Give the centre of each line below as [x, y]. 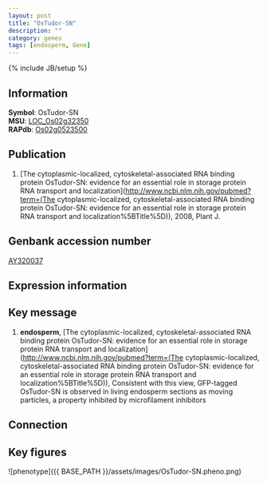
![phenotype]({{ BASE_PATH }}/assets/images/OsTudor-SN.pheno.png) [125, 471]
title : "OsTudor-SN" [43, 23]
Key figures [37, 452]
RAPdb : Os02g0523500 [48, 129]
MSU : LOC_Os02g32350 [49, 121]
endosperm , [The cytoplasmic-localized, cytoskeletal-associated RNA [135, 331]
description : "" [35, 30]
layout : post [30, 16]
